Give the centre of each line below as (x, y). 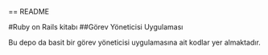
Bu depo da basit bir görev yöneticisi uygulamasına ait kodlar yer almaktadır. (135, 42)
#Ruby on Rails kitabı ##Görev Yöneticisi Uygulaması (96, 27)
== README (29, 12)
